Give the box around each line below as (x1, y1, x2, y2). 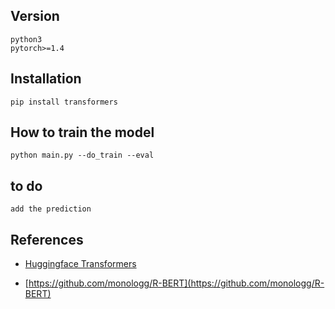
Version (10, 8, 60, 25)
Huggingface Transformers (24, 258, 137, 270)
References (10, 231, 84, 248)
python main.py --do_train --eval (10, 150, 155, 161)
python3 (10, 34, 43, 44)
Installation (10, 70, 82, 88)
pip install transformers (10, 97, 118, 107)
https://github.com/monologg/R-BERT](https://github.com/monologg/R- (28, 277, 325, 289)
